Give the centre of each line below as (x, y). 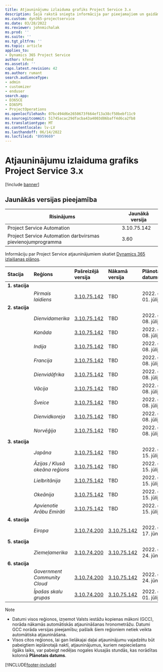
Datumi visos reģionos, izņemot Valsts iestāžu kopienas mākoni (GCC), (83, 619)
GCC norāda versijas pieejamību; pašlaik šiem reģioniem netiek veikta (82, 629)
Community (47, 577)
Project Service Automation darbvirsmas (53, 236)
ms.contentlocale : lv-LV (30, 127)
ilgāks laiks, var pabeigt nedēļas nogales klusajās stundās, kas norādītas (85, 650)
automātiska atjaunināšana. (39, 634)
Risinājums (62, 217)
